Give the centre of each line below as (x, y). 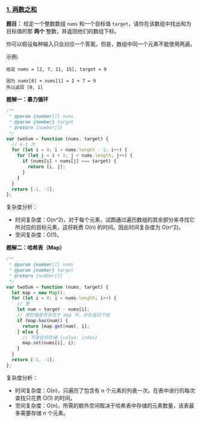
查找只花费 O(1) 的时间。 (45, 398)
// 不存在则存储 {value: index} (60, 337)
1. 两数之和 (22, 9)
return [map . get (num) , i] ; (56, 326)
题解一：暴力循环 (27, 99)
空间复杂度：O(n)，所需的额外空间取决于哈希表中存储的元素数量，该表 (102, 405)
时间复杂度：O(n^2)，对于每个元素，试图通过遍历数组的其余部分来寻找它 (105, 220)
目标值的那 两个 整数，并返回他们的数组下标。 (63, 31)
